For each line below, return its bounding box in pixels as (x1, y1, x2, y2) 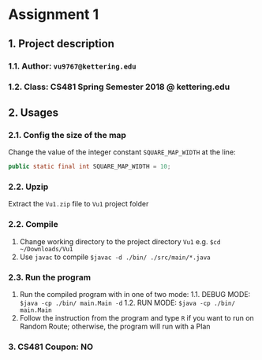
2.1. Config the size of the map (8, 129, 126, 140)
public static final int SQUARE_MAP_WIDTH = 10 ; (8, 163, 171, 171)
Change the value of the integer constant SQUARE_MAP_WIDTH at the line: (8, 147, 236, 157)
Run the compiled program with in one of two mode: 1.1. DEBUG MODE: (19, 289, 251, 299)
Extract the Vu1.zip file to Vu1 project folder (8, 199, 149, 209)
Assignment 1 (8, 6, 99, 24)
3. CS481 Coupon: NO (8, 341, 93, 352)
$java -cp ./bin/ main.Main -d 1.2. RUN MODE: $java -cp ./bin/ (19, 298, 235, 307)
